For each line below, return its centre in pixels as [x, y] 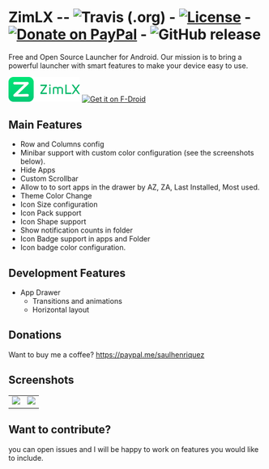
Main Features [45, 124]
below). [33, 161]
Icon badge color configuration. [73, 248]
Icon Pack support [51, 213]
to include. [26, 458]
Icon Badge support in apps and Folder [85, 239]
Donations [35, 335]
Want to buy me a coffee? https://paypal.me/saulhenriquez [107, 354]
